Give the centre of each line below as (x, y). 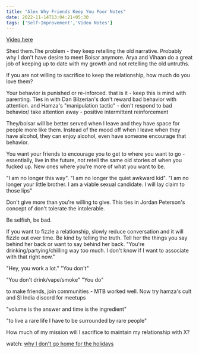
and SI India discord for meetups (46, 298)
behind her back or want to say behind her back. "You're (75, 244)
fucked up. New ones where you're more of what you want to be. (86, 166)
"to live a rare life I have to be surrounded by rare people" (77, 321)
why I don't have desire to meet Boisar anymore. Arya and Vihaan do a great (99, 58)
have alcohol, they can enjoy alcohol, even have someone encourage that (96, 136)
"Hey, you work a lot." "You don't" (48, 269)
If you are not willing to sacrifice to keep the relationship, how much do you (98, 75)
